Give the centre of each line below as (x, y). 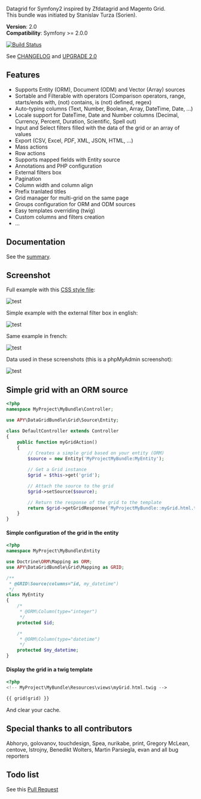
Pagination (28, 179)
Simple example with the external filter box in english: (72, 313)
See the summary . (29, 257)
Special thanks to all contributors (69, 729)
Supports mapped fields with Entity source (68, 159)
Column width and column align (54, 185)
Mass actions (31, 147)
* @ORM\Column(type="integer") (58, 612)
